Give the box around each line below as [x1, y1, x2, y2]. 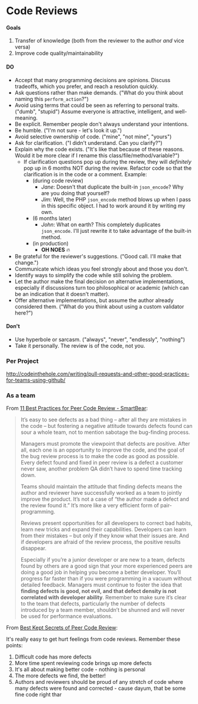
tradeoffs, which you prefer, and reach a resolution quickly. [14, 83, 158, 90]
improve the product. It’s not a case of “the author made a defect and [20, 495, 189, 503]
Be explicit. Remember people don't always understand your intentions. [14, 120, 189, 128]
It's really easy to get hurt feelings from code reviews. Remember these [6, 635, 180, 643]
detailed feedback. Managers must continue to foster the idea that [20, 581, 182, 589]
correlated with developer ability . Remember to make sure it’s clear [20, 594, 187, 601]
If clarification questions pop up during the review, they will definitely [23, 158, 192, 165]
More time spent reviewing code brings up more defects [14, 660, 152, 667]
